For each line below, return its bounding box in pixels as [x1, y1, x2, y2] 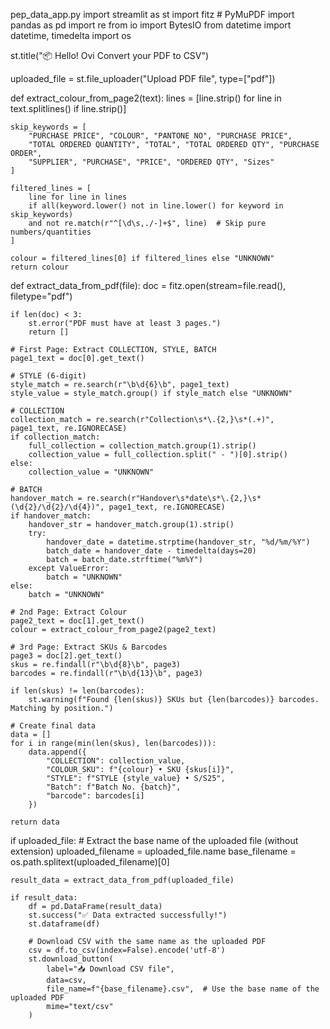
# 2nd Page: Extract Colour [10, 607, 128, 617]
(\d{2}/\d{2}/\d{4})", [10, 502, 105, 512]
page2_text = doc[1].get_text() [10, 616, 145, 626]
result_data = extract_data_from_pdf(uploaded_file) [10, 875, 235, 885]
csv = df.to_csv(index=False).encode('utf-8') [28, 945, 226, 955]
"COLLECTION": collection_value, [46, 756, 186, 766]
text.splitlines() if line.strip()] [10, 103, 127, 114]
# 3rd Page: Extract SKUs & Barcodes [10, 642, 168, 652]
